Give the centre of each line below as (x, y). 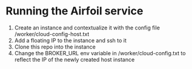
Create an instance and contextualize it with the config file (87, 28)
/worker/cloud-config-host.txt (52, 34)
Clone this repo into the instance (55, 47)
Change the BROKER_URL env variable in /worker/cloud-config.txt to (100, 53)
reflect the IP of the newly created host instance (74, 59)
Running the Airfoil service (74, 11)
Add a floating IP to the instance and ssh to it (70, 40)
